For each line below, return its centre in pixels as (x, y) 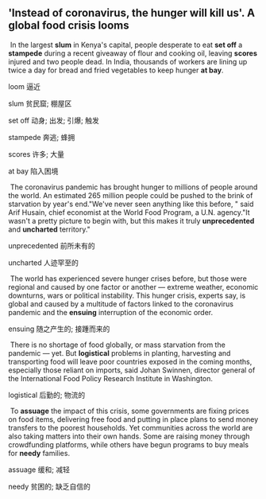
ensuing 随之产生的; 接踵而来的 (59, 329)
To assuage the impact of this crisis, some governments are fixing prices (129, 411)
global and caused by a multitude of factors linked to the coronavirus (121, 304)
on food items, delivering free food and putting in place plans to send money (133, 419)
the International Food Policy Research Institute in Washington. (110, 378)
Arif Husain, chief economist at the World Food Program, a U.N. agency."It (129, 212)
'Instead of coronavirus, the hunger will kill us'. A (132, 13)
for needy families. (39, 453)
